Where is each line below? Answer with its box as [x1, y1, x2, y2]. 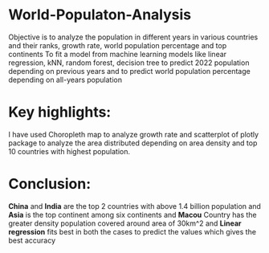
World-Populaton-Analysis [8, 6, 192, 24]
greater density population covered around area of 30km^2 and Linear [8, 218, 243, 228]
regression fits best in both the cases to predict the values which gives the [8, 226, 257, 236]
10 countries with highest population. [8, 146, 131, 156]
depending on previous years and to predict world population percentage [8, 66, 251, 75]
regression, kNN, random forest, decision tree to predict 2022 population [8, 58, 250, 67]
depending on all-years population [8, 75, 123, 84]
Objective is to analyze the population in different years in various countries [8, 32, 259, 42]
